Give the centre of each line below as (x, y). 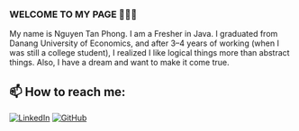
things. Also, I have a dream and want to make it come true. (119, 63)
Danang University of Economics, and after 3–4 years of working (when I (144, 43)
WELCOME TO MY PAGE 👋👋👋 (73, 14)
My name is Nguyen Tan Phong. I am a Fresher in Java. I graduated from (144, 34)
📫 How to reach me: (68, 92)
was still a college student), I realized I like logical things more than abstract (149, 53)
